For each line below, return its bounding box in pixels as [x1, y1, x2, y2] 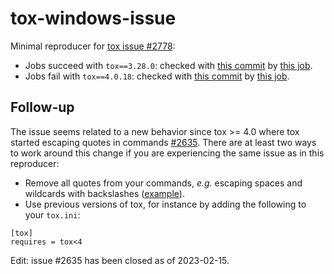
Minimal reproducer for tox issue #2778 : [10, 40, 176, 52]
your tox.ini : [24, 208, 81, 221]
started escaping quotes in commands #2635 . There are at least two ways [10, 136, 317, 148]
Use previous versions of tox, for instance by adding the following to [24, 198, 307, 210]
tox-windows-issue [10, 7, 177, 30]
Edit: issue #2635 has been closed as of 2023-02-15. [10, 254, 230, 266]
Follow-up [10, 99, 75, 116]
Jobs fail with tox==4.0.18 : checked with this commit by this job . [24, 70, 290, 82]
